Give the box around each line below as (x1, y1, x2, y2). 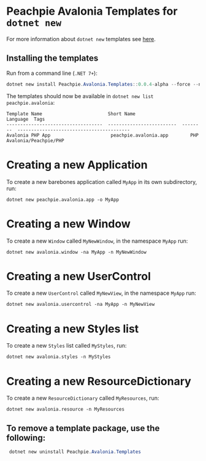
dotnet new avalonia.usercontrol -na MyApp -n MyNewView (6, 302, 155, 308)
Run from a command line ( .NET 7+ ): (6, 69, 98, 77)
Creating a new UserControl (6, 269, 151, 283)
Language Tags (6, 116, 45, 122)
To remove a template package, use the (6, 423, 160, 433)
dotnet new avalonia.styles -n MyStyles (6, 354, 112, 360)
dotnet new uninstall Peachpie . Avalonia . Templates (9, 449, 141, 455)
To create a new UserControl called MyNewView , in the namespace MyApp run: (6, 289, 196, 297)
